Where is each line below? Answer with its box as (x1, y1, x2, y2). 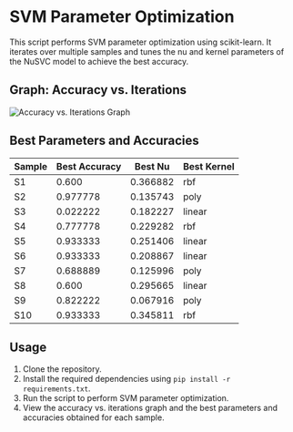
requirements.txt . (22, 383, 91, 394)
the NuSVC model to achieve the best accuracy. (9, 56, 189, 67)
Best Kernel (183, 159, 235, 172)
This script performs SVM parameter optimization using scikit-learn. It (9, 36, 271, 47)
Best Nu (135, 159, 170, 172)
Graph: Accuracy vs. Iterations (9, 82, 187, 98)
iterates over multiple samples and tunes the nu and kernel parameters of (9, 46, 285, 57)
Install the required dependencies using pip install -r (22, 374, 231, 385)
